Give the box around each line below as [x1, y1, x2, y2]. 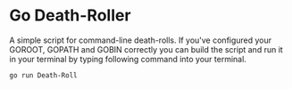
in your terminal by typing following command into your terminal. [9, 53, 247, 64]
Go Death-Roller [9, 5, 131, 26]
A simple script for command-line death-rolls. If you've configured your [9, 35, 272, 45]
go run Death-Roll [9, 70, 78, 80]
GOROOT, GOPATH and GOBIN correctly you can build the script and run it [9, 44, 283, 54]
